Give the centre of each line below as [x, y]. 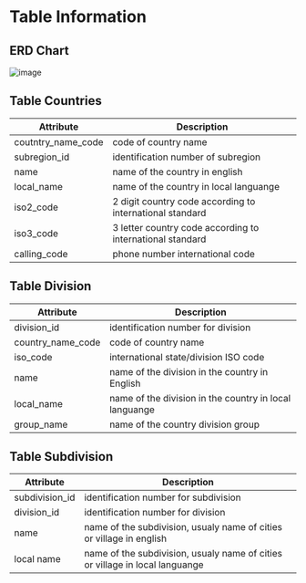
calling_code [41, 254]
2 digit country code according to [184, 201]
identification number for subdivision [163, 497]
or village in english [125, 538]
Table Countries [56, 101]
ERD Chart [40, 51]
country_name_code [57, 342]
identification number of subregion [187, 157]
